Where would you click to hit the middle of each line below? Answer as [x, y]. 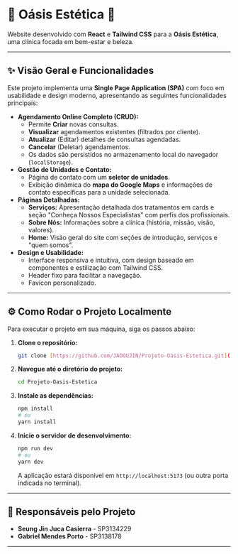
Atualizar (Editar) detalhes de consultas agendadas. [104, 139]
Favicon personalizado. [62, 283]
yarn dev [30, 462]
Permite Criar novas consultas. [73, 124]
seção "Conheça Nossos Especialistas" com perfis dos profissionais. [129, 214]
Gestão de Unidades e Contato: [64, 169]
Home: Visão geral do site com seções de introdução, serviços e [123, 237]
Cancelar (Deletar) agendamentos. [79, 147]
